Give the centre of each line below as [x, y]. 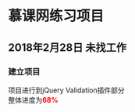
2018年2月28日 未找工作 [67, 47]
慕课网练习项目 [56, 16]
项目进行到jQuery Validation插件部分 [66, 90]
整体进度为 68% [33, 99]
